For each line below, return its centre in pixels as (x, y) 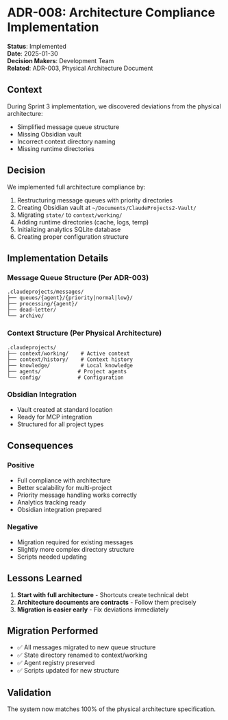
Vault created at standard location (65, 409)
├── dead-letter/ (32, 310)
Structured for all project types (60, 424)
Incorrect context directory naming (66, 141)
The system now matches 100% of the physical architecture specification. (112, 709)
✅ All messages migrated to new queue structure (86, 647)
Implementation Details (58, 258)
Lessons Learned (45, 578)
